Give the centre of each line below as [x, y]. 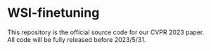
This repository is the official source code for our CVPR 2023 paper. [106, 32]
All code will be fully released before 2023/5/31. [77, 39]
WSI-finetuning [53, 13]
